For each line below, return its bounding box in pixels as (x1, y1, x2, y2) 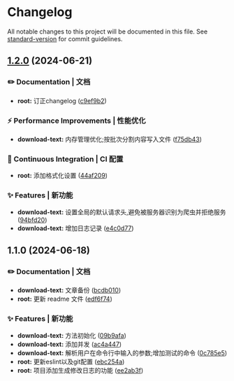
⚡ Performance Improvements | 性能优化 (7, 116, 146, 126)
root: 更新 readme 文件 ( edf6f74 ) (17, 294, 113, 304)
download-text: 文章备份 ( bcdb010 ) (17, 286, 121, 294)
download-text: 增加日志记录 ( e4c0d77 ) (17, 224, 134, 232)
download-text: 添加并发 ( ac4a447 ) (17, 340, 122, 348)
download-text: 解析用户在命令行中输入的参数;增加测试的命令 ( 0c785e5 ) (17, 348, 228, 357)
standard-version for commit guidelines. (7, 34, 123, 43)
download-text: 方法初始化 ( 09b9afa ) (17, 331, 127, 339)
